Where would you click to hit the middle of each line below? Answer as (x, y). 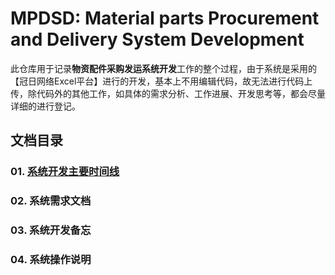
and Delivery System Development (157, 39)
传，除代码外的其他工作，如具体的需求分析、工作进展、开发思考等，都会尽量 (168, 93)
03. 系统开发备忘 (51, 230)
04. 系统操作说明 (51, 260)
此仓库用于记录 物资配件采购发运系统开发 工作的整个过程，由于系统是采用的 (163, 68)
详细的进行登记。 (45, 106)
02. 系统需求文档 (51, 201)
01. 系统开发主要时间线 (65, 172)
